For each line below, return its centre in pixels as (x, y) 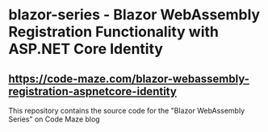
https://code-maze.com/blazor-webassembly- (129, 78)
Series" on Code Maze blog (54, 119)
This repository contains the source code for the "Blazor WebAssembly (127, 111)
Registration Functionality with (114, 32)
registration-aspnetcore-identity (93, 91)
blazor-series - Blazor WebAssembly (134, 15)
